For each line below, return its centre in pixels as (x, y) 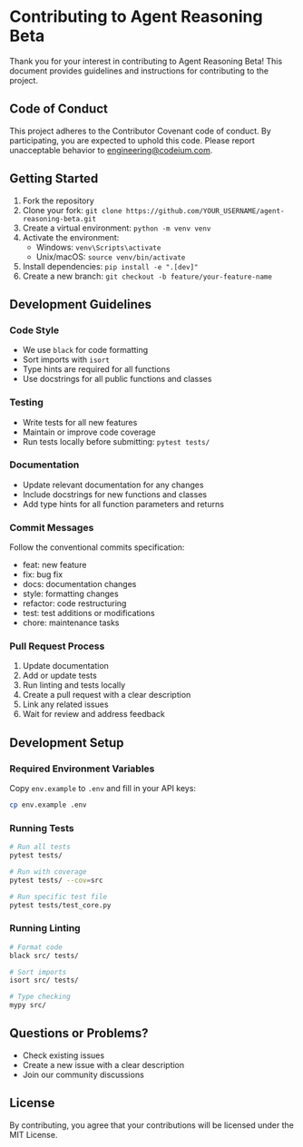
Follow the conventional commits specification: (97, 547)
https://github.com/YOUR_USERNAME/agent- (205, 211)
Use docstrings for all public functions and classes (117, 379)
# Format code (36, 947)
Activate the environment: (71, 237)
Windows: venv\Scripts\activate (98, 247)
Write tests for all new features (80, 422)
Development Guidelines (81, 304)
